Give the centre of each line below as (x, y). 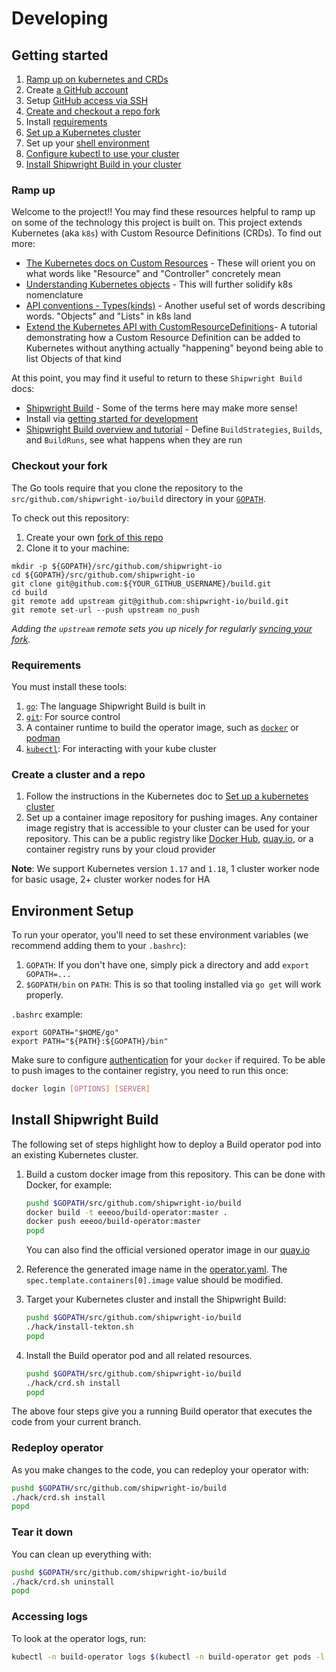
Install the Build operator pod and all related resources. (139, 1355)
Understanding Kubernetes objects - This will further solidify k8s (159, 284)
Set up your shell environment (87, 143)
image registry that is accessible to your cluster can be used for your (167, 828)
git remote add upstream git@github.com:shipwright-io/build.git (150, 601)
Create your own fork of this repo (94, 537)
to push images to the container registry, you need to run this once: (150, 1070)
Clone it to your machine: (77, 548)
